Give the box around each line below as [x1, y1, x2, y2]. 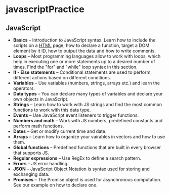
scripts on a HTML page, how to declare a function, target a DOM [13, 42, 150, 49]
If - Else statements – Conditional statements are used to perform [13, 69, 151, 75]
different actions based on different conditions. [13, 75, 111, 80]
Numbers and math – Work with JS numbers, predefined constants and [13, 118, 163, 123]
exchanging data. [13, 171, 50, 177]
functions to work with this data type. [13, 107, 91, 113]
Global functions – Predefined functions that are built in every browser [13, 144, 161, 150]
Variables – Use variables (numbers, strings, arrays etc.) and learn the [13, 80, 160, 86]
